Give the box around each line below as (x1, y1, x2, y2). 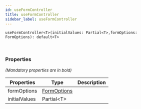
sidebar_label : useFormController (5, 16, 77, 21)
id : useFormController (5, 7, 52, 12)
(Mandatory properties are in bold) (5, 67, 72, 73)
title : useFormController (5, 12, 59, 17)
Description (77, 78, 106, 85)
